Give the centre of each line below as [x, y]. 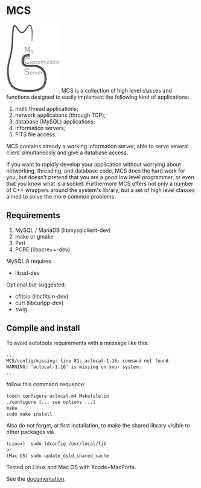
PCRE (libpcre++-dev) [43, 249]
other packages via [30, 432]
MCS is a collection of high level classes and [116, 90]
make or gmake [34, 236]
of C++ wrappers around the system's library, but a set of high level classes [101, 190]
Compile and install [43, 328]
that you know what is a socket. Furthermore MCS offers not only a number [100, 183]
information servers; [40, 128]
